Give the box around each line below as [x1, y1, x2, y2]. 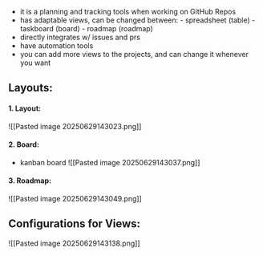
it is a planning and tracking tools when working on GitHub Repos [19, 7, 237, 16]
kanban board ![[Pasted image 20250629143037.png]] [19, 157, 200, 167]
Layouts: [8, 81, 54, 95]
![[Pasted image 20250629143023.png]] [8, 121, 142, 131]
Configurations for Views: [8, 217, 141, 231]
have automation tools [19, 41, 94, 51]
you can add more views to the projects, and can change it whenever [19, 50, 249, 59]
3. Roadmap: [8, 176, 52, 185]
